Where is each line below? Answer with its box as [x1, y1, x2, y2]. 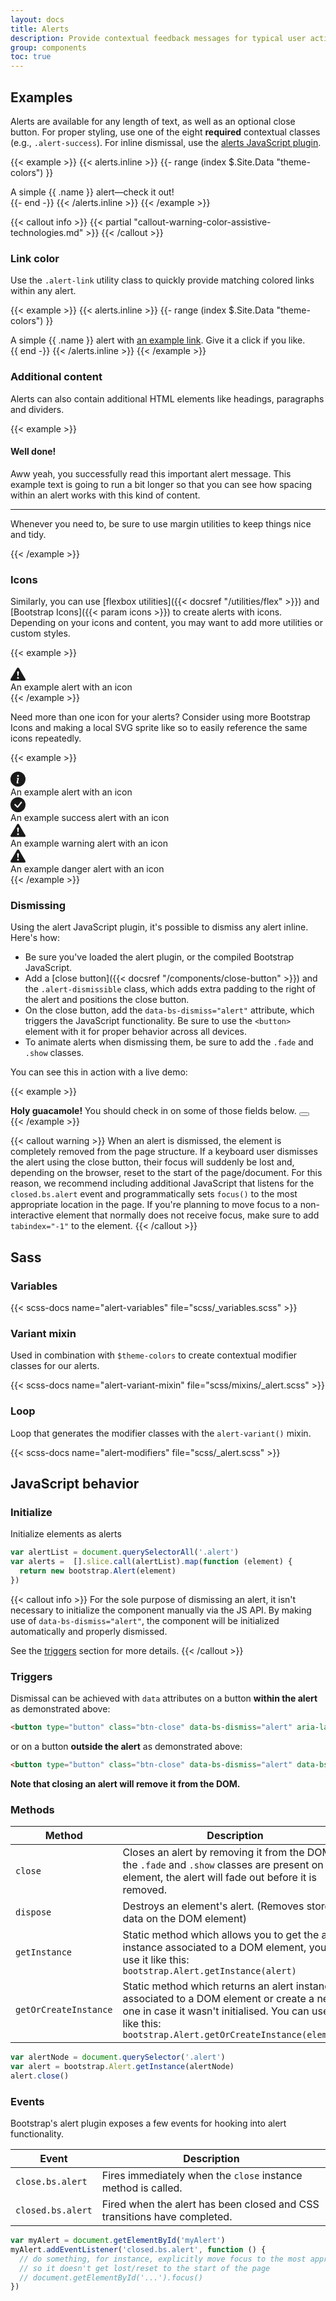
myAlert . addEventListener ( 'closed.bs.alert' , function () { [10, 2244, 267, 2255]
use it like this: [122, 1953, 190, 1967]
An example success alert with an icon [10, 812, 170, 824]
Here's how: [10, 932, 60, 944]
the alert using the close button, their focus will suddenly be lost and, [10, 1156, 295, 1168]
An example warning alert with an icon [10, 837, 168, 850]
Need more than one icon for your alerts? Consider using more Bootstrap [10, 711, 311, 723]
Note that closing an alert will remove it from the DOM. [10, 1777, 241, 1790]
